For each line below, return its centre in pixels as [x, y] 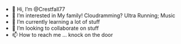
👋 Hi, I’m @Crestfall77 [38, 9]
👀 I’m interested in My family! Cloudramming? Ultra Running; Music [93, 15]
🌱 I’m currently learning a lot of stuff [56, 22]
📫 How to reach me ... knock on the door [62, 35]
